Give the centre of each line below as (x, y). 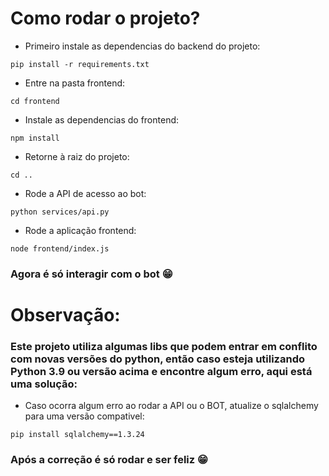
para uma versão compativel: (84, 416)
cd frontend (35, 101)
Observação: (65, 315)
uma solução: (44, 384)
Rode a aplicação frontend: (80, 230)
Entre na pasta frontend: (75, 83)
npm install (35, 138)
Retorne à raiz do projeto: (77, 156)
